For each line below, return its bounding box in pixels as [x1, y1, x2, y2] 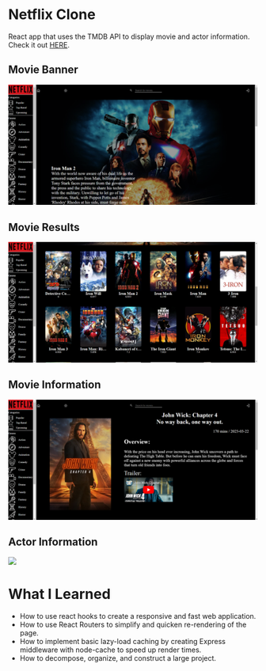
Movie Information [8, 378, 101, 392]
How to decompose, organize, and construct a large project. [19, 653, 216, 662]
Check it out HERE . [8, 40, 70, 49]
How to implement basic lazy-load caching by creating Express [19, 636, 226, 646]
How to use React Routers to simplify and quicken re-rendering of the [19, 620, 247, 629]
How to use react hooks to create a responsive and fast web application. [19, 611, 256, 620]
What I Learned [8, 585, 111, 603]
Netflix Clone [8, 6, 97, 24]
